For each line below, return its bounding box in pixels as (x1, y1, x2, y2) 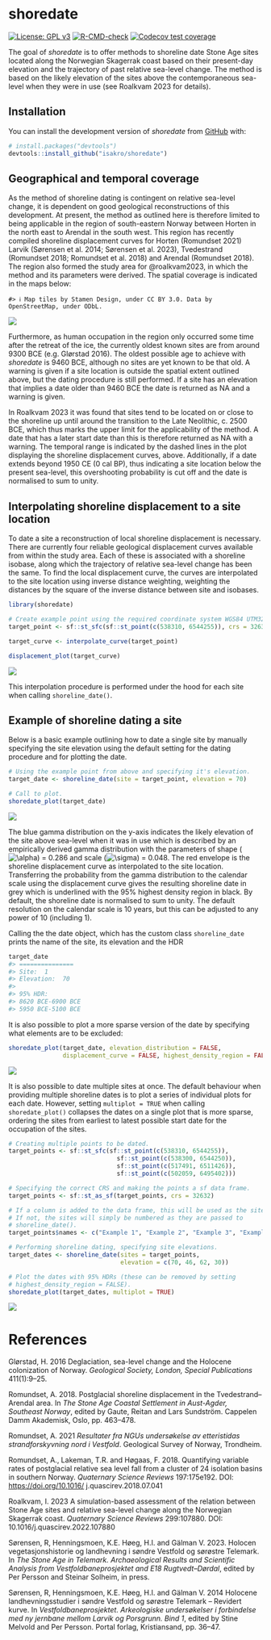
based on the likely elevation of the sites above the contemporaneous (8, 73, 240, 82)
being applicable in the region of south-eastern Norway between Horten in (8, 219, 256, 228)
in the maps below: (8, 279, 72, 289)
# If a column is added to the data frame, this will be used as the (8, 1206, 248, 1215)
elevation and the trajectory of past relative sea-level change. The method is (8, 64, 262, 73)
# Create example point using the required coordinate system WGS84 (8, 615, 244, 623)
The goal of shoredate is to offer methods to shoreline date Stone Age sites (8, 47, 259, 56)
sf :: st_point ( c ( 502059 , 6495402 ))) (116, 1169, 236, 1178)
